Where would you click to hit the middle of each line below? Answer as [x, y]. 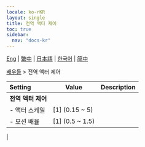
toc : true [19, 29]
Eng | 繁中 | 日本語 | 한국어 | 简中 [47, 58]
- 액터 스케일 [27, 110]
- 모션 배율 [25, 122]
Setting [20, 87]
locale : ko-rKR [26, 12]
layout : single [26, 18]
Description [118, 87]
